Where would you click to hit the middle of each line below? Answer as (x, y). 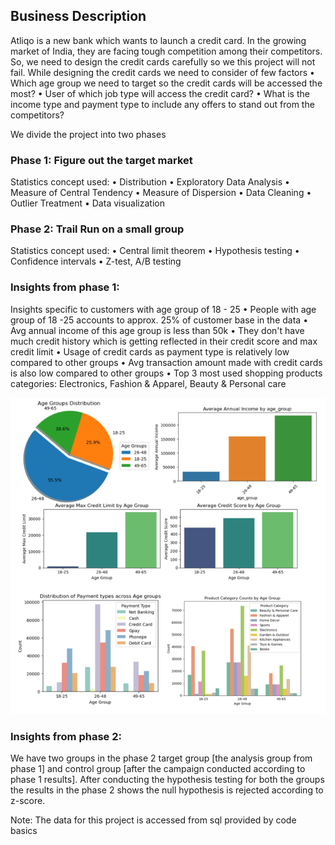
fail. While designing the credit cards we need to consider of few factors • (162, 72)
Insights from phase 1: (65, 287)
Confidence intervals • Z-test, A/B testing (96, 261)
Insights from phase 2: (66, 737)
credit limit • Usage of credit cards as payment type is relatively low (150, 351)
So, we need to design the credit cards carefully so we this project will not (163, 61)
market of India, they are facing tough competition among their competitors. (166, 51)
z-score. (28, 801)
